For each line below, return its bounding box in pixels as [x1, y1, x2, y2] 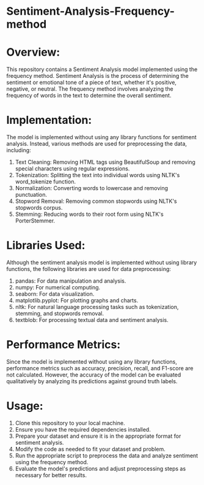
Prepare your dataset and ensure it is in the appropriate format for [15, 432, 181, 440]
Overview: [6, 45, 60, 59]
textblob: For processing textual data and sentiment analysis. [15, 316, 169, 323]
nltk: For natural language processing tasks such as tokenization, [15, 304, 179, 310]
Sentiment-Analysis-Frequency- [6, 4, 175, 18]
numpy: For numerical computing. [15, 284, 101, 291]
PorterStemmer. [15, 217, 56, 224]
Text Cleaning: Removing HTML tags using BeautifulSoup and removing [15, 158, 195, 166]
